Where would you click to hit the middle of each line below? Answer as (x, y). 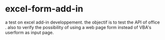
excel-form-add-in (44, 9)
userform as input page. (30, 32)
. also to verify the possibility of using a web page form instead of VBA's (78, 27)
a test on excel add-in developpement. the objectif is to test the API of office (82, 22)
